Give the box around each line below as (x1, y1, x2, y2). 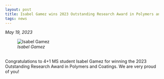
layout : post (5, 7, 32, 12)
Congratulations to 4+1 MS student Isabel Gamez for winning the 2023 (5, 59, 147, 64)
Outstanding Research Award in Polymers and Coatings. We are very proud (5, 63, 156, 69)
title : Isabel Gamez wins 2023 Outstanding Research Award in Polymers (5, 12, 154, 16)
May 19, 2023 (5, 30, 33, 35)
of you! (5, 69, 20, 75)
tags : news (5, 16, 27, 21)
